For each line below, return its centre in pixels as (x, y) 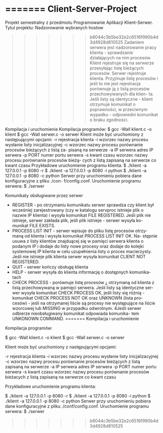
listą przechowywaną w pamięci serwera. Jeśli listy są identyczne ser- (83, 288)
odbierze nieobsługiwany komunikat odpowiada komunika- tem (76, 313)
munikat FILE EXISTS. (34, 225)
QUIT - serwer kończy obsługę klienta (50, 267)
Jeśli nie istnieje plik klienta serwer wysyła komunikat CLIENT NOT (79, 256)
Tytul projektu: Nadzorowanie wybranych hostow (54, 27)
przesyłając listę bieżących (117, 68)
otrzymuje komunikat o (113, 104)
